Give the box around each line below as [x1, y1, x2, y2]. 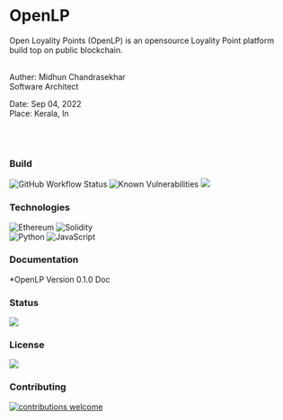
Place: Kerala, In [9, 108, 69, 118]
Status [9, 296, 39, 309]
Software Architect [9, 81, 79, 92]
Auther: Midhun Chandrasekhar [9, 71, 126, 82]
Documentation [9, 253, 79, 266]
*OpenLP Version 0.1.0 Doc [9, 274, 111, 284]
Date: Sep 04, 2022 [9, 98, 83, 109]
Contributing [9, 381, 66, 393]
